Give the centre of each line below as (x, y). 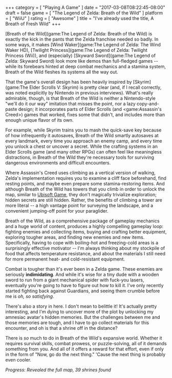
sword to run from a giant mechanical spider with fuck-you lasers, (75, 280)
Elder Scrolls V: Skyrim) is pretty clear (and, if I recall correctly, (95, 87)
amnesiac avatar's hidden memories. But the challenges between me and (83, 317)
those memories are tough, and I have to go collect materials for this (77, 323)
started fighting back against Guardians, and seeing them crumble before (83, 291)
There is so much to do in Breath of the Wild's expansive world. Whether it (84, 338)
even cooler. (18, 360)
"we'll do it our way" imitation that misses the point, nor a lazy (70, 104)
